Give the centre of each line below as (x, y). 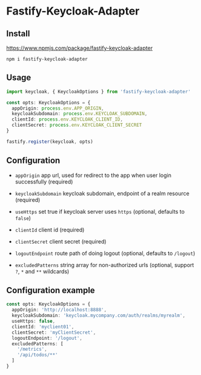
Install (18, 34)
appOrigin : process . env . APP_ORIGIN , (58, 108)
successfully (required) (44, 181)
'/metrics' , (32, 350)
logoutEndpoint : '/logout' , (47, 338)
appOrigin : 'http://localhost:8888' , (59, 310)
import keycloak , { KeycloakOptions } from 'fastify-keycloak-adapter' (98, 91)
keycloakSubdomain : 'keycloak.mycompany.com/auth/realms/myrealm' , (99, 316)
